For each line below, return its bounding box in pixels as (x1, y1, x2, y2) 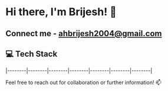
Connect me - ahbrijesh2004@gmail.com (5, 29, 162, 38)
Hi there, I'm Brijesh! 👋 (5, 5, 117, 19)
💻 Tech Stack (5, 49, 58, 59)
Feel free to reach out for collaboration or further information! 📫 (5, 79, 162, 86)
